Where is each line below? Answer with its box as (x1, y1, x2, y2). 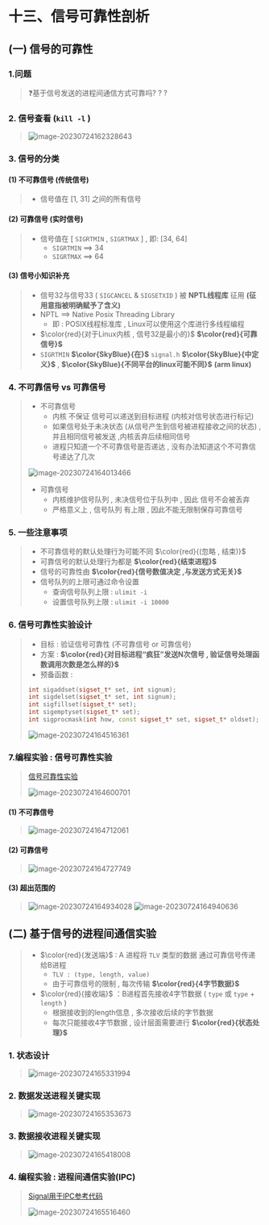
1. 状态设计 (8, 1050, 50, 1061)
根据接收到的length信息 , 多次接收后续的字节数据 (52, 1007, 213, 1017)
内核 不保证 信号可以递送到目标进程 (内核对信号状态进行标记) (52, 412, 255, 420)
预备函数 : (39, 669, 73, 679)
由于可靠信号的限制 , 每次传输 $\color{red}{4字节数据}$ (52, 978, 240, 989)
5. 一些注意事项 (8, 526, 68, 537)
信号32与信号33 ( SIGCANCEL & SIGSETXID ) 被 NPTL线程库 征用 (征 (39, 290, 256, 299)
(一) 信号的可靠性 (8, 42, 93, 56)
